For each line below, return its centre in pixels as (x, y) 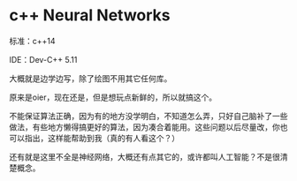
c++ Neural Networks (90, 15)
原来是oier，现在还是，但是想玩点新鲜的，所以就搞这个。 (113, 97)
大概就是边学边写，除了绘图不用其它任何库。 (91, 78)
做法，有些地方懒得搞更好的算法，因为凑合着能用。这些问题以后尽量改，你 (145, 127)
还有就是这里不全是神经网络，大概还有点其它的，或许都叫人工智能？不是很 (145, 156)
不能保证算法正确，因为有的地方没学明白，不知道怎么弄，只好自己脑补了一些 (148, 116)
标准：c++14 (32, 41)
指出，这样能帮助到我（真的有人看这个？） (102, 138)
